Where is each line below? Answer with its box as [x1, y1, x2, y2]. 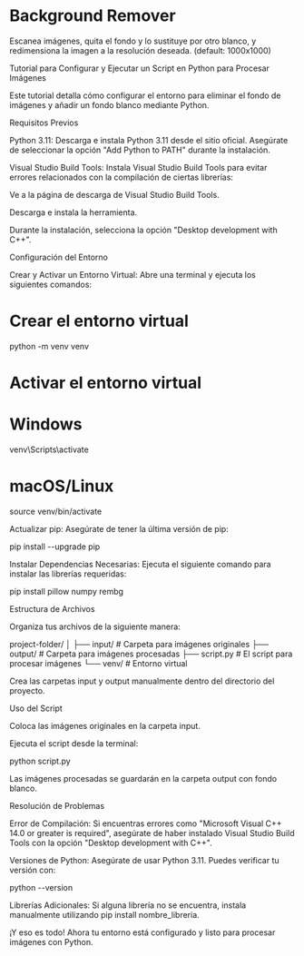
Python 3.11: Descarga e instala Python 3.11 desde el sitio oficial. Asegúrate [9, 134, 289, 145]
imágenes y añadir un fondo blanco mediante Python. [9, 99, 210, 110]
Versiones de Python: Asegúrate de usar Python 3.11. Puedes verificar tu [9, 854, 279, 865]
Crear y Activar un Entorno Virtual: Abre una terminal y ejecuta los [9, 269, 257, 280]
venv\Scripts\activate [9, 444, 89, 455]
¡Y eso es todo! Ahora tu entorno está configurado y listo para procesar [9, 927, 276, 938]
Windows [9, 414, 83, 435]
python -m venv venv [9, 340, 89, 351]
